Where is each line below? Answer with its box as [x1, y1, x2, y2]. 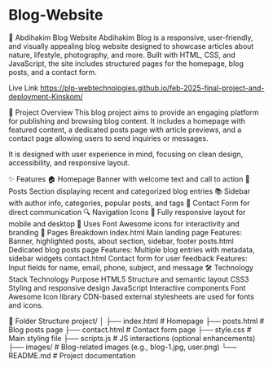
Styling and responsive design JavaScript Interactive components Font [8, 283, 246, 292]
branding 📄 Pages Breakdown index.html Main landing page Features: [8, 227, 243, 237]
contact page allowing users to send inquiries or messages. [8, 133, 209, 143]
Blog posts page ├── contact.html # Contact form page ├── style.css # [8, 324, 252, 335]
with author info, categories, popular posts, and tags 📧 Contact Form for [8, 198, 250, 208]
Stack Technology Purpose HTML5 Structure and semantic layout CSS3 [8, 274, 250, 284]
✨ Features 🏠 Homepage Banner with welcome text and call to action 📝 [8, 173, 250, 184]
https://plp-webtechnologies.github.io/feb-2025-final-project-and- [40, 83, 265, 93]
